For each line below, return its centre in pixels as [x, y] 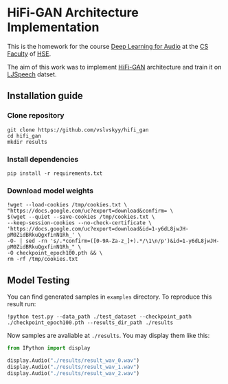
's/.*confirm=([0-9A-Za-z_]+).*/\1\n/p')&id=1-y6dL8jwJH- [135, 241]
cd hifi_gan [24, 136]
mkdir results [27, 142]
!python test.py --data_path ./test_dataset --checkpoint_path [100, 317]
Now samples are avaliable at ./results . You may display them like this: [109, 336]
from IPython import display [49, 348]
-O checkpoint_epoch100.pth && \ [55, 253]
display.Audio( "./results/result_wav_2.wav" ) [73, 373]
